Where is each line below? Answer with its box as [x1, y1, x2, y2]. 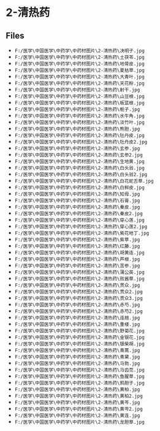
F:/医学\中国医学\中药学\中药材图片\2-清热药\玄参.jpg [14, 145, 140, 151]
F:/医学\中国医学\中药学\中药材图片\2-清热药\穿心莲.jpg [14, 217, 145, 223]
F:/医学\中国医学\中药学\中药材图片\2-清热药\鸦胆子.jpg [14, 380, 145, 386]
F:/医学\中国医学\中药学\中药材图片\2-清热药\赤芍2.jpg [14, 308, 143, 315]
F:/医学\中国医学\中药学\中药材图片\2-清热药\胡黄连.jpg [14, 250, 145, 256]
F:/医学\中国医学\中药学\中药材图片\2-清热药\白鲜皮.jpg [14, 185, 145, 191]
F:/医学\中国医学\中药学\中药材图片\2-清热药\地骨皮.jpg [14, 61, 145, 67]
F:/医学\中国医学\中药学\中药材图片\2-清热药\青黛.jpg [14, 354, 140, 360]
